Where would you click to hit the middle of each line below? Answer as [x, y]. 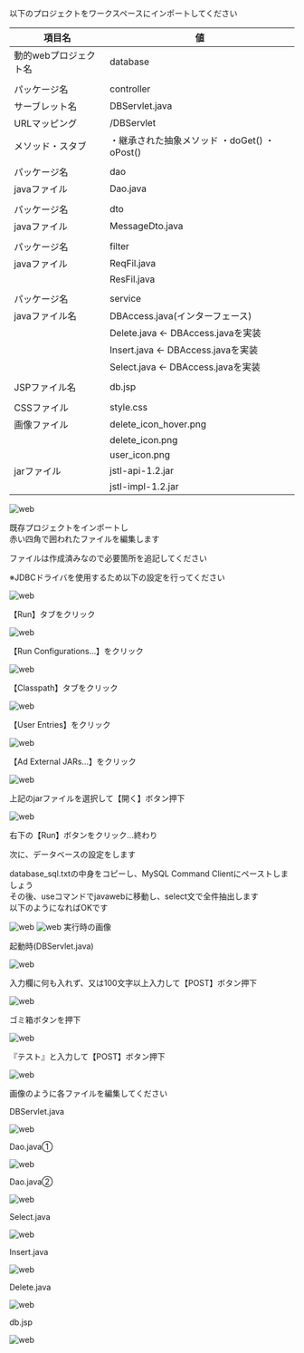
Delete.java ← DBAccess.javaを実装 [185, 333]
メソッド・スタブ [51, 146]
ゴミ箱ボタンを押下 [45, 1020]
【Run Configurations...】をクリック [77, 651]
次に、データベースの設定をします [72, 854]
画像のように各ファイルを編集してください [89, 1093]
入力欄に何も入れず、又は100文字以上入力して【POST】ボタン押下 [133, 983]
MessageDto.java [147, 226]
